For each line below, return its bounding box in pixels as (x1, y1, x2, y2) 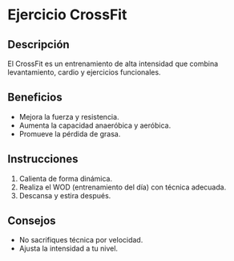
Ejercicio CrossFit (7, 6, 127, 24)
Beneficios (7, 91, 63, 104)
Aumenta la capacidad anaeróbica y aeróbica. (18, 120, 171, 130)
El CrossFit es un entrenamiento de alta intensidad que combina (7, 59, 219, 68)
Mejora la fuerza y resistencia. (18, 112, 119, 121)
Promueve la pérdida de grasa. (18, 128, 121, 138)
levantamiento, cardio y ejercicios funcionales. (7, 67, 161, 77)
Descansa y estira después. (18, 190, 111, 200)
